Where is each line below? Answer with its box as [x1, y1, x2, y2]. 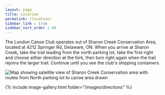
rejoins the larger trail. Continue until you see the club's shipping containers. [5, 60, 161, 66]
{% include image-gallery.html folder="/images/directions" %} [5, 84, 132, 90]
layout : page [5, 7, 32, 12]
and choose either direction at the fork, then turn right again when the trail [5, 55, 156, 61]
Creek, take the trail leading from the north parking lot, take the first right [5, 50, 153, 56]
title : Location [5, 12, 39, 17]
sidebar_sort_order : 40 [5, 26, 56, 31]
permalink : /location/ [5, 16, 52, 21]
